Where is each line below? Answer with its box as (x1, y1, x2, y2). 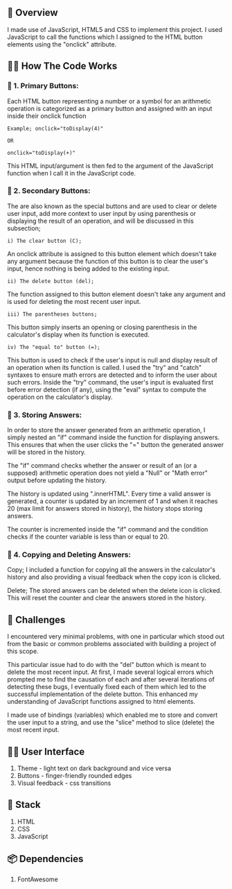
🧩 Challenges (7, 613, 66, 625)
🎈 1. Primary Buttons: (7, 81, 79, 91)
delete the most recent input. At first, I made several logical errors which (7, 668, 213, 677)
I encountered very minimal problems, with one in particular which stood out (7, 632, 225, 641)
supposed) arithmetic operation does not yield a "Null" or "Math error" (7, 469, 208, 477)
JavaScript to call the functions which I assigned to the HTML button (7, 33, 203, 41)
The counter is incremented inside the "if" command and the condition (7, 525, 208, 534)
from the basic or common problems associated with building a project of (7, 640, 217, 648)
